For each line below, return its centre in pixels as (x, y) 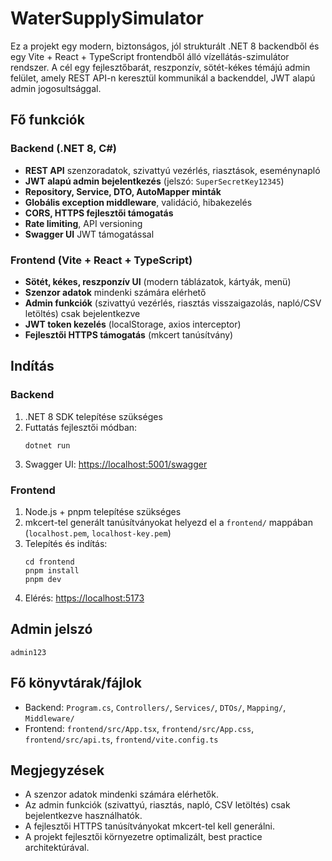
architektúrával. (57, 848)
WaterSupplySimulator (107, 18)
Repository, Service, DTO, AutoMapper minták (123, 191)
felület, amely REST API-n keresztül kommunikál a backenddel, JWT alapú (163, 78)
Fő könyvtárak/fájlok (76, 683)
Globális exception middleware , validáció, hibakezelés (138, 202)
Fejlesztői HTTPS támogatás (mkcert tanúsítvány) (129, 334)
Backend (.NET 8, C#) (64, 149)
